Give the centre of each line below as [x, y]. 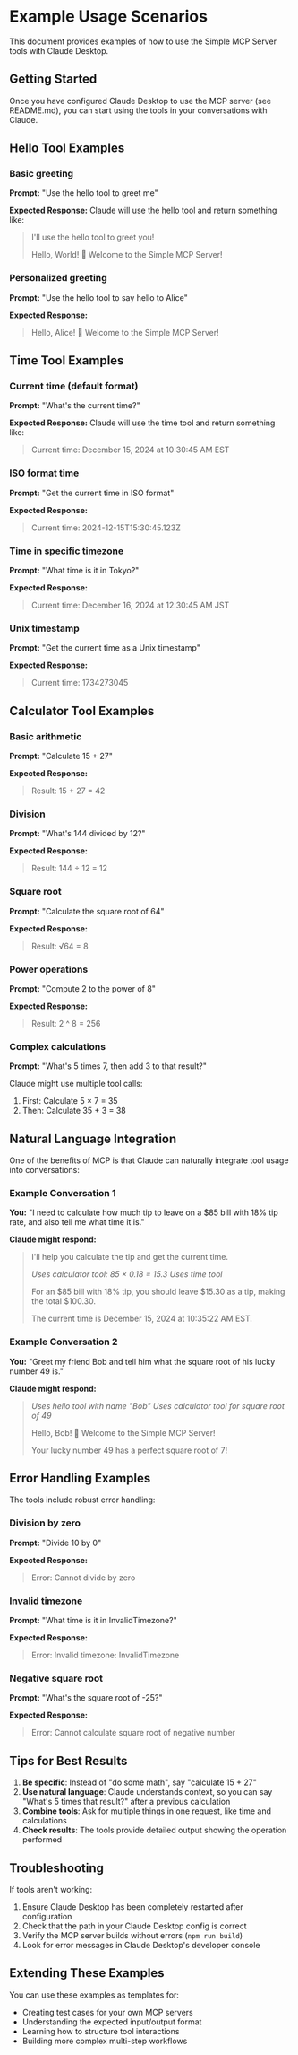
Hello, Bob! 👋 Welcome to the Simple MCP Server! [123, 1432]
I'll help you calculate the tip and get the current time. [129, 1257]
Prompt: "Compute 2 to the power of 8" [83, 988]
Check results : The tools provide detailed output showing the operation [154, 1830]
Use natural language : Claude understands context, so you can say [147, 1792]
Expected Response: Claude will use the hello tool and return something [143, 210]
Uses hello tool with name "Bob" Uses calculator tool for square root [158, 1405]
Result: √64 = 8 [60, 946]
